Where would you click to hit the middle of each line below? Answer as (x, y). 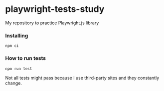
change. (14, 83)
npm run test (19, 68)
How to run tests (26, 58)
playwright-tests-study (55, 9)
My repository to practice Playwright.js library (52, 23)
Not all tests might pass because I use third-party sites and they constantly (82, 78)
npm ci (12, 46)
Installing (17, 36)
